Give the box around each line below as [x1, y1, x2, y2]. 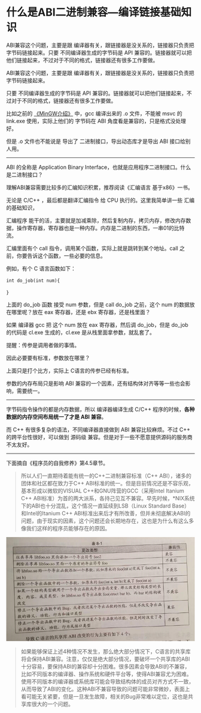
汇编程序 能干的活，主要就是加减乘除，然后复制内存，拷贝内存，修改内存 [6, 217, 186, 224]
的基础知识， [6, 204, 38, 211]
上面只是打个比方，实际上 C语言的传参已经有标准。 [6, 367, 133, 374]
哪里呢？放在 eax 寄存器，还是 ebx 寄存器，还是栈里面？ [11, 308, 151, 315]
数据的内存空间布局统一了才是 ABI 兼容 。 [6, 413, 107, 420]
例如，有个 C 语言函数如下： [6, 265, 77, 272]
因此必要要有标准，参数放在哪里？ [6, 354, 90, 361]
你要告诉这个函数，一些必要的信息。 [16, 252, 106, 259]
